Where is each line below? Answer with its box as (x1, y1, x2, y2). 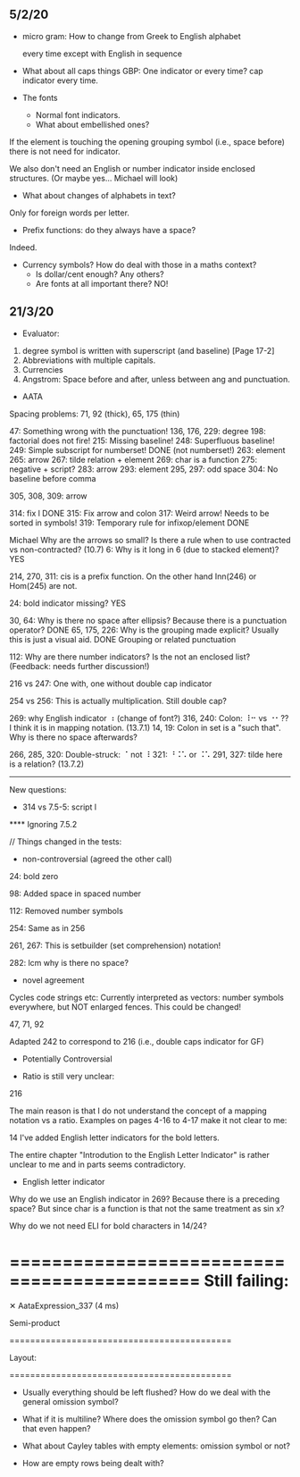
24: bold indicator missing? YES (9, 598, 127, 608)
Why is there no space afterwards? (9, 732, 138, 743)
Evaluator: (21, 328, 60, 339)
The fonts (21, 92, 58, 103)
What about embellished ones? (35, 119, 150, 130)
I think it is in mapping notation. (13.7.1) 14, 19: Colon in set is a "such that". (9, 722, 281, 733)
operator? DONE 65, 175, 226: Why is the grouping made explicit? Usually (9, 625, 279, 635)
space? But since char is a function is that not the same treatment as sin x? (9, 1203, 285, 1213)
